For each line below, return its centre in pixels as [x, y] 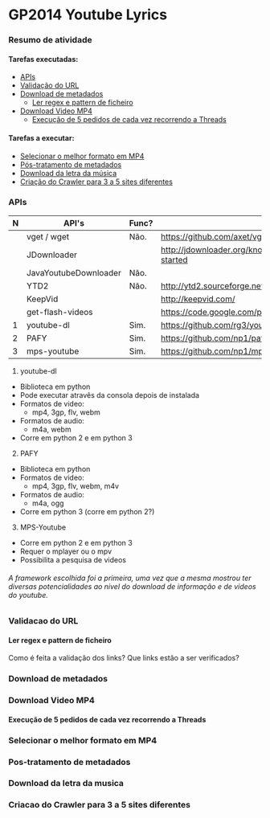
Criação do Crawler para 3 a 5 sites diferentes [96, 182]
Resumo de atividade [50, 40]
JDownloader [52, 255]
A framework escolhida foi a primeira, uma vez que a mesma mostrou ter [130, 578]
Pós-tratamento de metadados [71, 164]
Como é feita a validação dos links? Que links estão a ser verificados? [124, 658]
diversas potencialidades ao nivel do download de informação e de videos [132, 587]
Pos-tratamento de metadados [70, 762]
